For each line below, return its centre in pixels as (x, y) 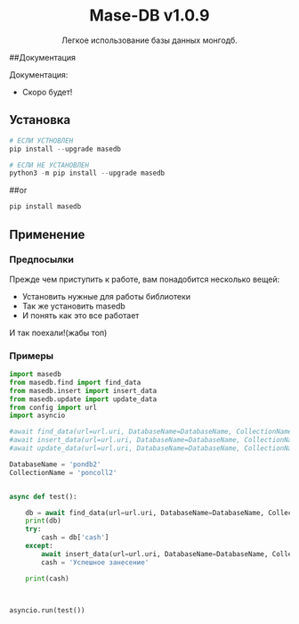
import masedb (36, 374)
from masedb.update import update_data (83, 399)
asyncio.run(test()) (48, 610)
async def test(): (43, 497)
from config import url (53, 407)
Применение (47, 234)
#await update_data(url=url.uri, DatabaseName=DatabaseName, (125, 448)
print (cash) (47, 579)
